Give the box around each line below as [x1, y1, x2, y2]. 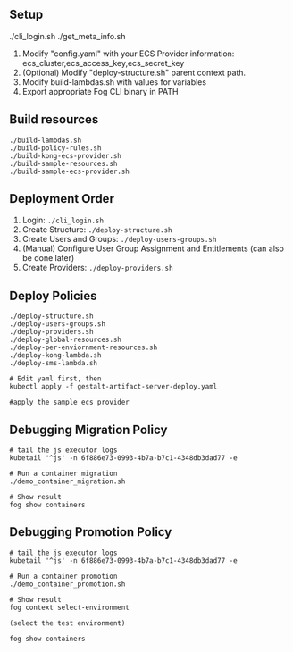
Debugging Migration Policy [9, 422, 168, 437]
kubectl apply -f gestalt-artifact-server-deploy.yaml [9, 382, 218, 391]
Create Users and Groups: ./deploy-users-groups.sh [21, 234, 217, 245]
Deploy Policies [9, 288, 97, 303]
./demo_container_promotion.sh [9, 580, 126, 589]
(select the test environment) [9, 618, 126, 628]
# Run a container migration [9, 469, 118, 479]
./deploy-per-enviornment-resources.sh [9, 343, 158, 352]
